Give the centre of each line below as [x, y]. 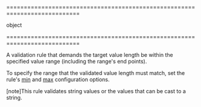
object [14, 25]
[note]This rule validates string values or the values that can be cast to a [96, 91]
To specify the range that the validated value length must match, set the [96, 73]
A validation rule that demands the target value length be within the [90, 55]
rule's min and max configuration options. [58, 79]
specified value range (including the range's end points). [77, 61]
